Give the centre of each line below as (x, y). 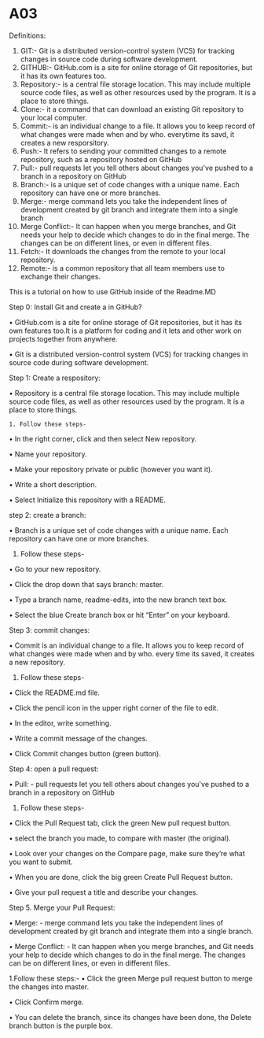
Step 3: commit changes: (49, 630)
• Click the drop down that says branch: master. (86, 584)
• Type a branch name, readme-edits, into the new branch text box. (118, 600)
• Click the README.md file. (55, 693)
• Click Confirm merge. (46, 1002)
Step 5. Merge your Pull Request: (62, 907)
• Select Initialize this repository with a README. (88, 500)
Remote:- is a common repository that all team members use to (122, 268)
